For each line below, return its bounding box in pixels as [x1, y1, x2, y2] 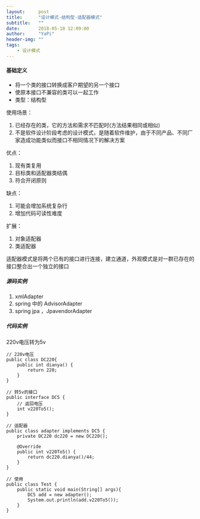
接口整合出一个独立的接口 [6, 262, 69, 269]
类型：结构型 [14, 96, 47, 103]
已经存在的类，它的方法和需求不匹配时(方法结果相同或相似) [14, 121, 161, 128]
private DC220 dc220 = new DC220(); [17, 433, 109, 439]
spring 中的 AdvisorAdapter [14, 300, 82, 307]
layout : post [6, 8, 50, 15]
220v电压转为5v [6, 338, 46, 345]
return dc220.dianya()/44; [27, 454, 95, 460]
